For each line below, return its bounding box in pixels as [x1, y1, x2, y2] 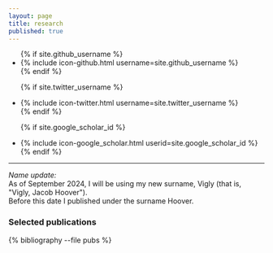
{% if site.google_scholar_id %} [19, 123, 126, 133]
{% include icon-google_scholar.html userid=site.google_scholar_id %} [19, 138, 258, 148]
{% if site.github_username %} [19, 50, 123, 59]
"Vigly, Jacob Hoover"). [8, 188, 88, 198]
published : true [8, 27, 63, 35]
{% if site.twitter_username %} [19, 82, 123, 92]
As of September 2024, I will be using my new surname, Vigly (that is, [8, 179, 242, 189]
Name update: [8, 170, 57, 180]
